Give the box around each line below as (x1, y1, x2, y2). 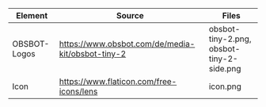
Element (15, 10, 48, 21)
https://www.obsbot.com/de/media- (59, 39, 196, 49)
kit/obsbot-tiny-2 (59, 48, 127, 59)
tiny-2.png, (208, 33, 252, 44)
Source (116, 10, 144, 21)
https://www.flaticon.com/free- (59, 76, 177, 86)
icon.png (208, 81, 241, 92)
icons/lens (59, 86, 98, 97)
